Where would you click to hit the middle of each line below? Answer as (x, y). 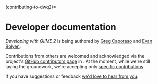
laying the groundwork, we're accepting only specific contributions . (75, 66)
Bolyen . (13, 46)
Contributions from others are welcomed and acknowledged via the (75, 56)
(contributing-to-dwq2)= (31, 7)
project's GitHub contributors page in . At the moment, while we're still (78, 61)
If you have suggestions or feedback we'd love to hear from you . (72, 76)
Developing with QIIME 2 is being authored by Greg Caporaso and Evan (79, 41)
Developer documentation (61, 27)
